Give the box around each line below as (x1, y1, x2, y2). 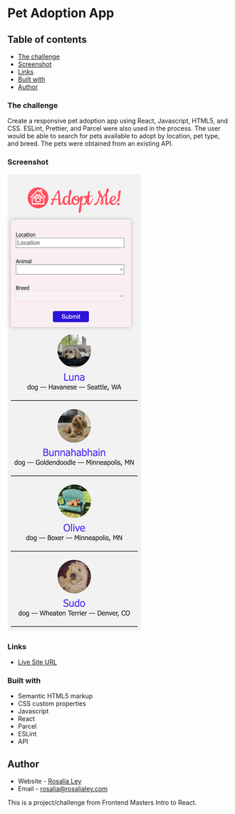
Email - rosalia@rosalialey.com (17, 785, 108, 793)
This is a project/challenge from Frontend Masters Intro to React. (7, 798, 197, 807)
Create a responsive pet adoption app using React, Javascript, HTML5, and (7, 116, 228, 126)
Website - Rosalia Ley (17, 777, 82, 785)
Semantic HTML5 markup (17, 692, 93, 701)
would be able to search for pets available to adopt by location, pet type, (7, 132, 220, 141)
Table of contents (7, 34, 87, 46)
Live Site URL (17, 658, 58, 666)
